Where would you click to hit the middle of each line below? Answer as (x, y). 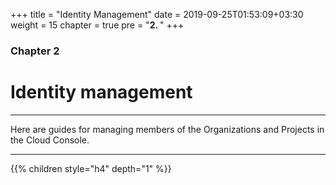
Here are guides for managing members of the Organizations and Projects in (167, 129)
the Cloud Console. (50, 140)
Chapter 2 (35, 51)
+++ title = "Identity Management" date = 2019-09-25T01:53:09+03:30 (157, 14)
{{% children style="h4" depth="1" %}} (91, 168)
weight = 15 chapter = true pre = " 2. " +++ (97, 25)
